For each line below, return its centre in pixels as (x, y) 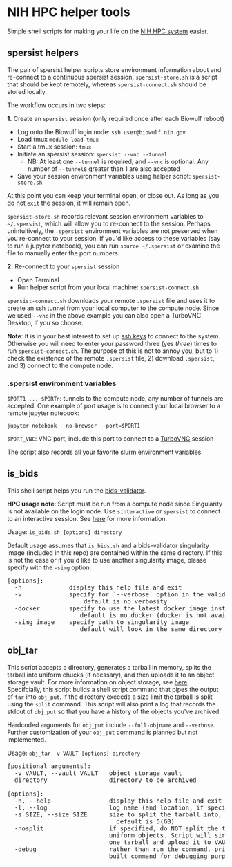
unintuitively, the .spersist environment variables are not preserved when (113, 231)
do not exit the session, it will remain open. (69, 203)
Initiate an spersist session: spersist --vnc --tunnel (92, 154)
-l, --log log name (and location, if (109, 807)
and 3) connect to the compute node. (60, 365)
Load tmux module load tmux (58, 139)
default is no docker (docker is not (144, 615)
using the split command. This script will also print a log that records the (112, 704)
